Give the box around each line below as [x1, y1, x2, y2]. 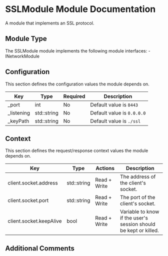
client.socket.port [7, 197, 49, 204]
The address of [119, 173, 156, 180]
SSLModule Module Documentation [5, 3, 156, 15]
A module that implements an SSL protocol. [5, 20, 94, 26]
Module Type [5, 34, 47, 43]
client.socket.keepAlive [7, 217, 62, 224]
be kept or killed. [119, 227, 159, 234]
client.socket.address [7, 179, 58, 186]
